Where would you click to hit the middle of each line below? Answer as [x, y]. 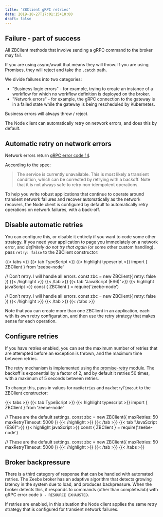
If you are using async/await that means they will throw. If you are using [77, 65]
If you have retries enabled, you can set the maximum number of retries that [81, 348]
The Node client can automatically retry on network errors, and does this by [81, 123]
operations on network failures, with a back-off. [53, 210]
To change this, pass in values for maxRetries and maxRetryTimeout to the [78, 387]
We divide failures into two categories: [44, 79]
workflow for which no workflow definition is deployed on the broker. [81, 94]
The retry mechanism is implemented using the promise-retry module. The [80, 368]
